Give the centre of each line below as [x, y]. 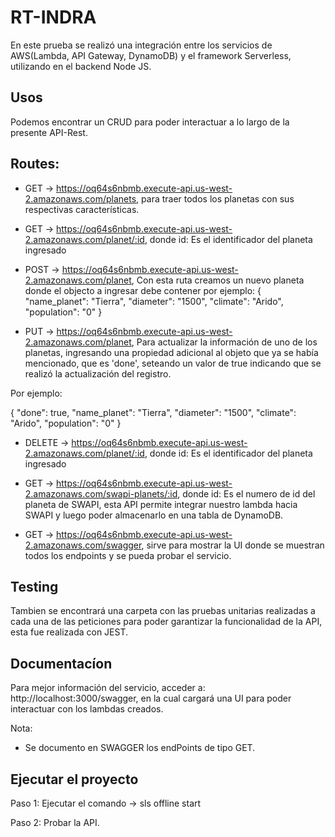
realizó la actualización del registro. [98, 373]
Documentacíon [61, 663]
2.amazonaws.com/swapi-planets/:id [101, 493]
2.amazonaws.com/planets [80, 198]
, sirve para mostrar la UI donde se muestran [233, 545]
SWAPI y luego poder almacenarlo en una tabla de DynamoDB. [154, 515]
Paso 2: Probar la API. [55, 822]
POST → [42, 269]
